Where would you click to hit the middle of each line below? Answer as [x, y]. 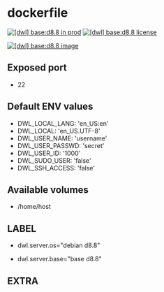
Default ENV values [50, 107]
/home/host [34, 207]
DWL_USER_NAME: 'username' [62, 138]
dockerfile [38, 13]
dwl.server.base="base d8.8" [60, 259]
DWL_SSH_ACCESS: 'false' [56, 168]
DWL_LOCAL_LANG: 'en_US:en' [63, 123]
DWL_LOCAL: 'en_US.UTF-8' [59, 131]
